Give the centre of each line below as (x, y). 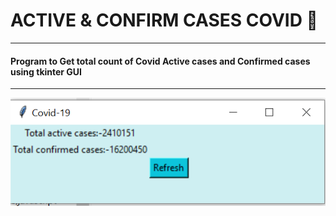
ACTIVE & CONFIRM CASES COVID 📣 (164, 20)
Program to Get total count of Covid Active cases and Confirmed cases (160, 61)
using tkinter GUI (46, 71)
